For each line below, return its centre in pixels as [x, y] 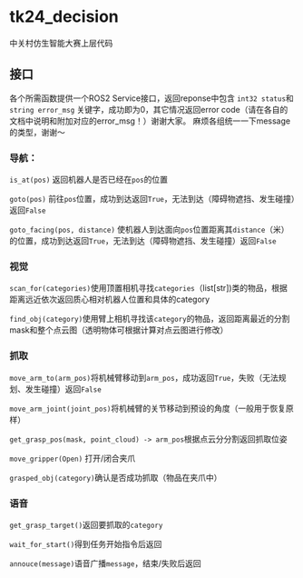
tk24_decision [64, 17]
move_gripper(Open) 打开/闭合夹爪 [73, 458]
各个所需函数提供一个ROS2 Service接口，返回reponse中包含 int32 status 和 [152, 98]
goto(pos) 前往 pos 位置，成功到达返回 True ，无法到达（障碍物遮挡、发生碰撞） [152, 199]
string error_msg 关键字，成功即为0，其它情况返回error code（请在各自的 [149, 109]
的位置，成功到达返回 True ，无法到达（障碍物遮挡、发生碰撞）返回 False [143, 241]
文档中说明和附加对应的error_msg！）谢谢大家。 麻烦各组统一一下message [150, 121]
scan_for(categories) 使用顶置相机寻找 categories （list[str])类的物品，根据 [149, 288]
